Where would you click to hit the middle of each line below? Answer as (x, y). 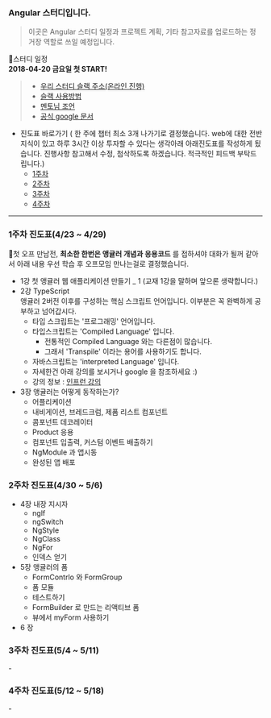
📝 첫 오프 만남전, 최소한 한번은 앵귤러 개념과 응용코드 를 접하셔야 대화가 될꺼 (126, 253)
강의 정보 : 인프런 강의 (67, 381)
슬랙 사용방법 (61, 96)
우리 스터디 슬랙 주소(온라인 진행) (92, 86)
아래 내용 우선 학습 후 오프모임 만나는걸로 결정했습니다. (103, 264)
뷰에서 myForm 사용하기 (71, 617)
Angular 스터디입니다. (50, 12)
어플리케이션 (52, 401)
